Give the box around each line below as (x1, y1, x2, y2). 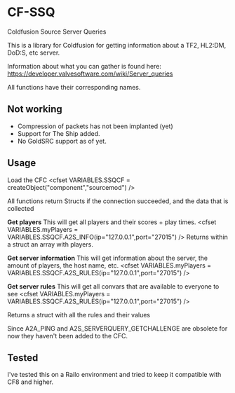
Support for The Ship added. (17, 129, 100, 137)
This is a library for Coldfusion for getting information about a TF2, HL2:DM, (7, 41, 227, 49)
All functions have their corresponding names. (7, 83, 141, 91)
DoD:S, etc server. (7, 48, 60, 57)
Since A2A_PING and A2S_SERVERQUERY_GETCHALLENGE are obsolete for (7, 324, 228, 333)
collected (7, 204, 34, 212)
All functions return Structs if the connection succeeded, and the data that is (7, 197, 229, 205)
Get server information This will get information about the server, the (7, 254, 208, 262)
